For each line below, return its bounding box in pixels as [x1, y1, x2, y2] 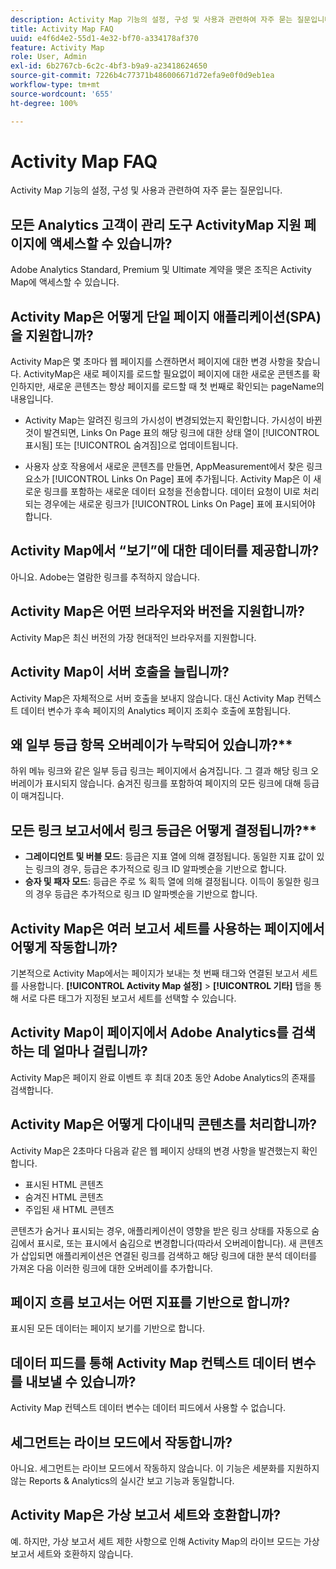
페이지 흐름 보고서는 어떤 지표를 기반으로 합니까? [10, 1294, 291, 1311]
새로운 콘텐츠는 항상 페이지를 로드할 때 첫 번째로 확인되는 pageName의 [47, 381, 325, 393]
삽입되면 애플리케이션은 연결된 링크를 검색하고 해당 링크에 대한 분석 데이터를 [20, 1249, 318, 1261]
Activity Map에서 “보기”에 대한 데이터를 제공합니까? [10, 542, 320, 560]
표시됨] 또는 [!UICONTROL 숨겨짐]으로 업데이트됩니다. [24, 439, 239, 451]
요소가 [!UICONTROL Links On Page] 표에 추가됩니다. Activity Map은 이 [24, 473, 312, 485]
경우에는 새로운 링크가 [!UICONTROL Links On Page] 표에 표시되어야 [43, 498, 316, 510]
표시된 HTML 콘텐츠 [24, 1178, 104, 1190]
